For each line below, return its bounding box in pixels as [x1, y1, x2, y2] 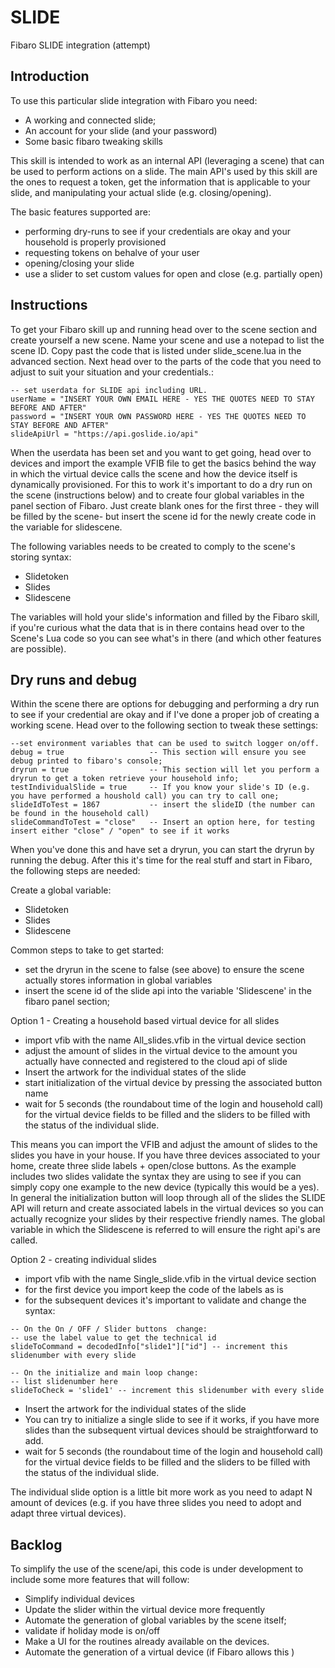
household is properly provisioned [24, 236, 167, 248]
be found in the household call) [10, 809, 150, 819]
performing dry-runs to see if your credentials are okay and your [24, 225, 291, 237]
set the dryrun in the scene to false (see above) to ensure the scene [24, 964, 305, 976]
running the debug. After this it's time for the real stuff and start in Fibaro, [10, 854, 313, 866]
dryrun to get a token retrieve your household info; [10, 774, 240, 784]
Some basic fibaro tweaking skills [24, 135, 163, 147]
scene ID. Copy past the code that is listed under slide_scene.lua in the [10, 344, 302, 356]
